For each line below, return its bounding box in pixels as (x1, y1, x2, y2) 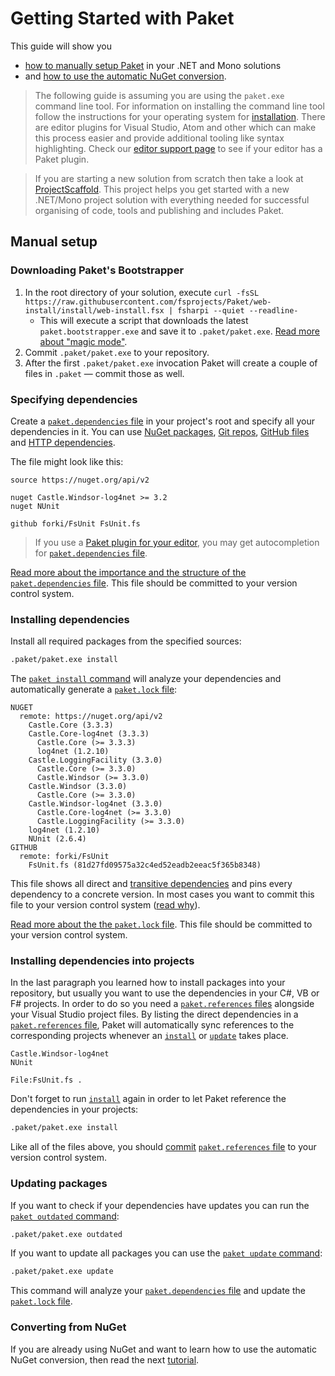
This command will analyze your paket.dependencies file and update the (10, 1285, 306, 1297)
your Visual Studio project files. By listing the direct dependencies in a (10, 1008, 299, 1021)
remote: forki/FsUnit (19, 852, 110, 862)
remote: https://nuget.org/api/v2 (19, 712, 163, 722)
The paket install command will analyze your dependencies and (10, 673, 282, 685)
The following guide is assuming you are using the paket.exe (34, 89, 285, 101)
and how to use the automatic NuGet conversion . (24, 70, 227, 82)
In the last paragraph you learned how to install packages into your (10, 977, 286, 989)
